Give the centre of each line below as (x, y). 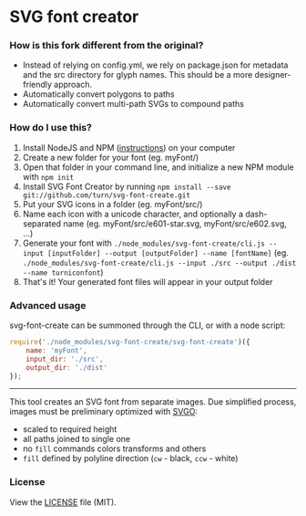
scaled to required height (70, 429)
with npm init (48, 176)
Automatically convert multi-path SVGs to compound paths (133, 104)
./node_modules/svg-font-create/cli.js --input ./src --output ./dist (159, 263)
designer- (273, 75)
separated (42, 223)
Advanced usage (48, 305)
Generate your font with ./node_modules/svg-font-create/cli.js (144, 243)
